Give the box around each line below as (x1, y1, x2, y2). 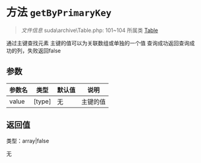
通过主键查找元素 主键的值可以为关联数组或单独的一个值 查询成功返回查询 (6, 39, 189, 46)
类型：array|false (6, 137, 50, 144)
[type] (33, 97, 51, 106)
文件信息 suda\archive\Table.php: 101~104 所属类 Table (21, 27, 159, 34)
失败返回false (27, 46, 61, 54)
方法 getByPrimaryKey (6, 5, 112, 19)
